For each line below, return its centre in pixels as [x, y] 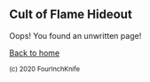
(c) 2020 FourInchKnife [45, 69]
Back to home [35, 53]
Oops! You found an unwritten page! [75, 35]
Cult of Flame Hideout [71, 15]
